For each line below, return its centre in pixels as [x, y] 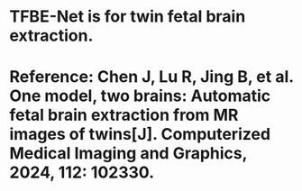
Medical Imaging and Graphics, [128, 154]
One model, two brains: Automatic [140, 96]
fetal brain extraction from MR [124, 115]
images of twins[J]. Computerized [140, 135]
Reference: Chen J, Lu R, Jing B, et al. [151, 77]
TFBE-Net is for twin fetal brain [128, 17]
